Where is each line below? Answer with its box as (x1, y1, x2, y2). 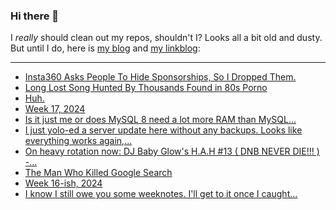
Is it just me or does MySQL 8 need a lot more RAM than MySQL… (24, 114, 297, 126)
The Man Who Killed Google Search (24, 167, 173, 179)
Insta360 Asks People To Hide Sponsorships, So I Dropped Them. (24, 71, 297, 83)
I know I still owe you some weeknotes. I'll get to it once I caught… (24, 188, 298, 200)
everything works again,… (24, 135, 133, 147)
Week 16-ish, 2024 (24, 177, 103, 189)
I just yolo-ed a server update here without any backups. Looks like (24, 124, 303, 136)
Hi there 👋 (10, 9, 60, 23)
